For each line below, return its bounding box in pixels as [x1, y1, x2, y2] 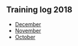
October [14, 33, 36, 41]
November [14, 27, 41, 34]
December [14, 20, 41, 27]
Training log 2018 [6, 5, 73, 15]
